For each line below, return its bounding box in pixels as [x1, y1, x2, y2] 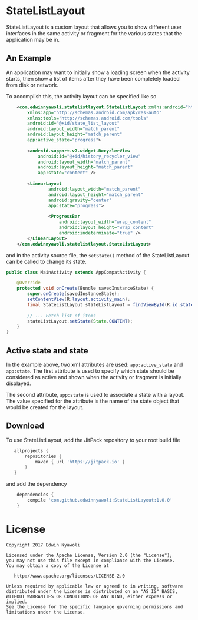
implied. [6, 599, 28, 605]
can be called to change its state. [6, 258, 87, 265]
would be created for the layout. [6, 403, 84, 410]
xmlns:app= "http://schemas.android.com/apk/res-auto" [27, 110, 162, 115]
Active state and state [6, 346, 88, 356]
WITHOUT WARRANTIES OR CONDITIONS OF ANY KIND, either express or [6, 594, 173, 599]
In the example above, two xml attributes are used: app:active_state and [6, 361, 183, 368]
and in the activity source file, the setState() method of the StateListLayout [6, 251, 190, 258]
